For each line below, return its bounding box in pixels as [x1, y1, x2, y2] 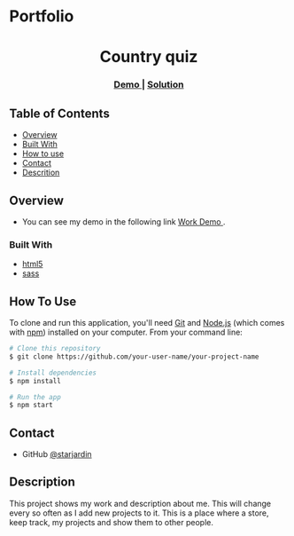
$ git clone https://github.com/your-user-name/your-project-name [9, 352, 259, 361]
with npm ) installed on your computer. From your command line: [9, 327, 244, 338]
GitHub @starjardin [21, 449, 92, 460]
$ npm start [9, 401, 53, 410]
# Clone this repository [9, 344, 101, 353]
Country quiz [99, 47, 198, 67]
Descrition [21, 167, 60, 178]
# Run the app [9, 392, 62, 401]
